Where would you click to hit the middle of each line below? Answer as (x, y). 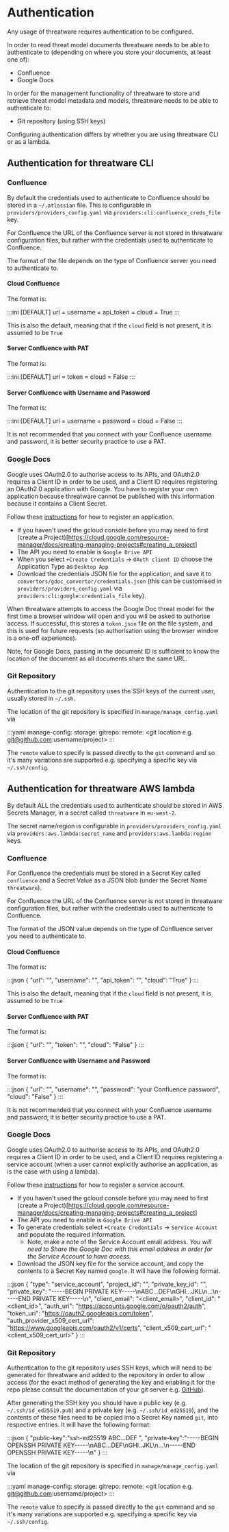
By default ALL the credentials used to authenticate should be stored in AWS (115, 805)
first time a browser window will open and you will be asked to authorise (109, 616)
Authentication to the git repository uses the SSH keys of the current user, (111, 691)
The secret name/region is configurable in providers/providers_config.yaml (114, 826)
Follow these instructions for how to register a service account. (96, 1185)
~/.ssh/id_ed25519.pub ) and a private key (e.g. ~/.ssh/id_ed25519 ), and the (113, 1410)
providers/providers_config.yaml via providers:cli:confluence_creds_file (114, 212)
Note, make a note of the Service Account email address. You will (119, 1241)
